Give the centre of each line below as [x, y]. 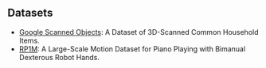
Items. [29, 40]
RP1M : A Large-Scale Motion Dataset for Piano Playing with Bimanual [132, 49]
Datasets [30, 13]
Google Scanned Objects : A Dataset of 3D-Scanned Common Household [139, 32]
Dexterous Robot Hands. [59, 57]
